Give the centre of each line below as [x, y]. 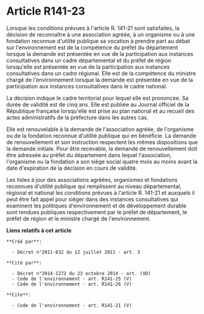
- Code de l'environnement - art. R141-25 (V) [72, 279]
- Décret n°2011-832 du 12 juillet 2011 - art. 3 [76, 252]
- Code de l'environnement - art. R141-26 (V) [72, 284]
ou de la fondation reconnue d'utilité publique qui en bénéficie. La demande [101, 136]
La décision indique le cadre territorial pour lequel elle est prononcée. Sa [97, 98]
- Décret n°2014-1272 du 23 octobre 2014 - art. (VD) [81, 273]
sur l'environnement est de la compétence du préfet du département [92, 47]
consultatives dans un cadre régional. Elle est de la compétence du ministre [101, 73]
